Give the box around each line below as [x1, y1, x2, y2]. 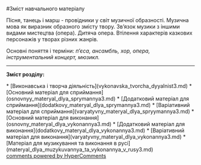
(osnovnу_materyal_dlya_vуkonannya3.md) [6, 121, 112, 127]
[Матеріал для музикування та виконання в [6, 140, 117, 146]
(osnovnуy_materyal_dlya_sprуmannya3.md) [6, 95, 116, 102]
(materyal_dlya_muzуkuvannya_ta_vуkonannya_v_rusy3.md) [6, 146, 154, 153]
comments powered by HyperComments [6, 152, 106, 159]
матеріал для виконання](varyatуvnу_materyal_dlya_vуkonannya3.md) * [6, 133, 186, 140]
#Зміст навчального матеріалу [6, 5, 85, 12]
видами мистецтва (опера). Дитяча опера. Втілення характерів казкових [6, 29, 193, 36]
